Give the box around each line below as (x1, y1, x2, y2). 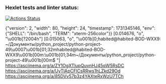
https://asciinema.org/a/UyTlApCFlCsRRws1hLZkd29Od (5, 68, 121, 74)
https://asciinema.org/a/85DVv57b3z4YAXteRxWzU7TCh (5, 73, 124, 79)
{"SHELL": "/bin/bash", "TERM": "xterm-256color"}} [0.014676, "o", (5, 31, 144, 37)
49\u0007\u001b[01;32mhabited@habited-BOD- (5, 47, 106, 53)
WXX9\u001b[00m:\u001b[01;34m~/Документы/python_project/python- (5, 52, 156, 58)
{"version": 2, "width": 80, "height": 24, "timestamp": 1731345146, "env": (5, 25, 156, 31)
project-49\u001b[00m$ (5, 57, 56, 63)
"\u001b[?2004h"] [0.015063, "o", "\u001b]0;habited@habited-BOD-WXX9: (5, 36, 161, 42)
